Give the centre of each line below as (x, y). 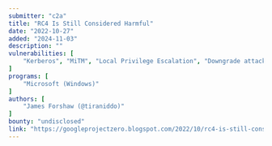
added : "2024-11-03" (43, 39)
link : (17, 129)
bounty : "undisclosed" (47, 122)
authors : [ (27, 99)
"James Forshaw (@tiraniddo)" (74, 106)
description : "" (36, 46)
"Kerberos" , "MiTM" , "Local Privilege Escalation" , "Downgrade (132, 62)
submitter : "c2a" (38, 16)
